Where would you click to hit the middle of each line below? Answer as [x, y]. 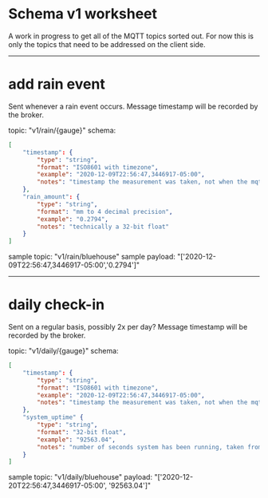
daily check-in [57, 305]
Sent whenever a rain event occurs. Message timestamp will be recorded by [133, 106]
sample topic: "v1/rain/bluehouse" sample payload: [92, 257]
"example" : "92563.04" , [76, 440]
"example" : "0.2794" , [73, 219]
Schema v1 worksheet [83, 14]
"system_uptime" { [53, 417]
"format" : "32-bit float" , [82, 432]
